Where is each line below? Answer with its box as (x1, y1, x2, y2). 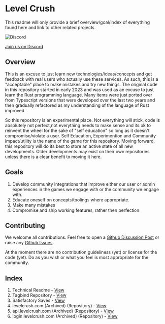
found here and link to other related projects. (5, 24, 96, 30)
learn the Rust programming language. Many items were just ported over (5, 92, 153, 97)
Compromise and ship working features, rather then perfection (12, 207, 139, 213)
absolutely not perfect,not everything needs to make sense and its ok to (5, 122, 151, 128)
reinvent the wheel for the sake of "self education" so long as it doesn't (5, 128, 150, 133)
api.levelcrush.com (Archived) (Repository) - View (12, 308, 114, 314)
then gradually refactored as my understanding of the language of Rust (5, 102, 149, 108)
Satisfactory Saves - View (12, 297, 65, 303)
